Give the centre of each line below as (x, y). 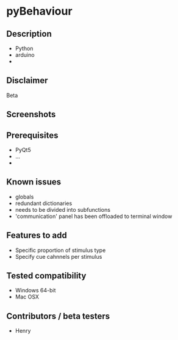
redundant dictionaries (44, 203)
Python (24, 48)
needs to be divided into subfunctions (63, 209)
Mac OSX (27, 297)
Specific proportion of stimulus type (60, 250)
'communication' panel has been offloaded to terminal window (94, 216)
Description (29, 34)
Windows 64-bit (35, 291)
